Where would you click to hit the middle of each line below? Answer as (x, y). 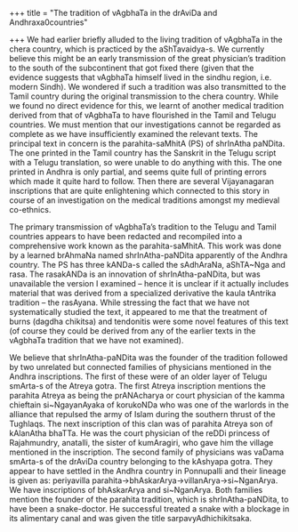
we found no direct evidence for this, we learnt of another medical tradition (147, 105)
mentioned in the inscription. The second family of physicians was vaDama (147, 452)
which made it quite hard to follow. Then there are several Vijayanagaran (141, 181)
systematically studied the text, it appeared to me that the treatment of (138, 312)
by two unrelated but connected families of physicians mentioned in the (141, 367)
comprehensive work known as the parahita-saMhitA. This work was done (145, 246)
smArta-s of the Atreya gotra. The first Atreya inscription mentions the (138, 386)
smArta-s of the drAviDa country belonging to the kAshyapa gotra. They (141, 461)
